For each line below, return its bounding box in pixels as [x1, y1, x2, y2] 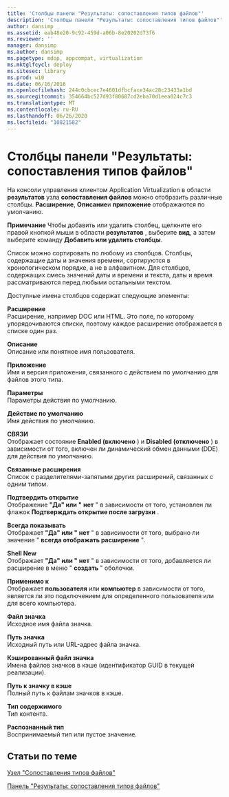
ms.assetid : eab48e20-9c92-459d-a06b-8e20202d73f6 [7, 29, 155, 36]
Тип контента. [7, 710, 48, 718]
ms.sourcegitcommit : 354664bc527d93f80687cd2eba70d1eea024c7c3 [7, 94, 193, 100]
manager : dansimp [7, 42, 57, 49]
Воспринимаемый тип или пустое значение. [7, 730, 138, 738]
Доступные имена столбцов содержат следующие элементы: [7, 292, 190, 300]
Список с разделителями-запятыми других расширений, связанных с [7, 473, 214, 481]
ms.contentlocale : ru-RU [7, 106, 78, 113]
